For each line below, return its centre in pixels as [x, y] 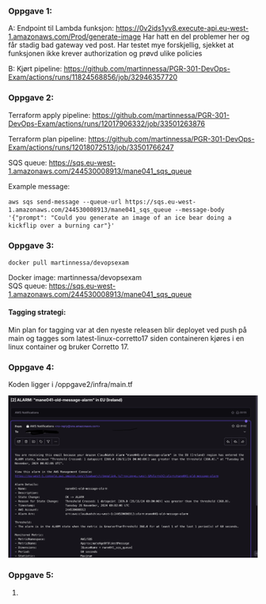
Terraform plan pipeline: [47, 139]
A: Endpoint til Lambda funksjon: [61, 28]
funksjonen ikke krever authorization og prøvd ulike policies [105, 54]
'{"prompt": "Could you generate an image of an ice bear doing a [120, 218]
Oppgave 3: [31, 245]
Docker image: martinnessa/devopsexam [75, 277]
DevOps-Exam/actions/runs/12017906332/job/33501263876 [107, 123]
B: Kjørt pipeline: [35, 69]
